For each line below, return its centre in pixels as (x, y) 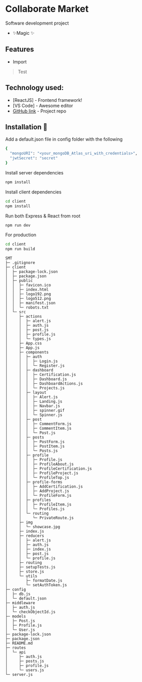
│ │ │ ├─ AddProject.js (37, 491)
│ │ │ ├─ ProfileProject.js (42, 473)
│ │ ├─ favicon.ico (28, 285)
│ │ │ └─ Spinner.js (34, 415)
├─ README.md (19, 643)
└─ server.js (19, 675)
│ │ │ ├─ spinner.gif (35, 411)
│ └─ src (16, 312)
